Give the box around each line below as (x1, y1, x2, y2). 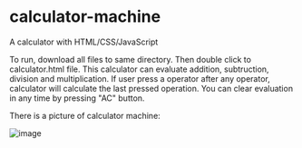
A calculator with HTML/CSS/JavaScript (9, 36, 159, 47)
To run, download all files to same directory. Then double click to (9, 54, 252, 64)
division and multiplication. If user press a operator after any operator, (9, 73, 270, 84)
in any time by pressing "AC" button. (9, 93, 145, 104)
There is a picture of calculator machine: (9, 110, 161, 121)
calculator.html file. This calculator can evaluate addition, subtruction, (9, 64, 269, 74)
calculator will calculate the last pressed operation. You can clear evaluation (9, 83, 293, 94)
